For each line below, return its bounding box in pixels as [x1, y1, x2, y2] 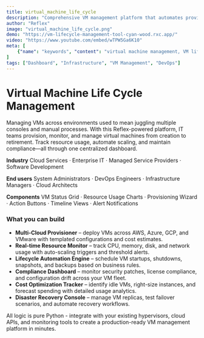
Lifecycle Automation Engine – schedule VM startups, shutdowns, [15, 255, 182, 262]
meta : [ [6, 43, 26, 49]
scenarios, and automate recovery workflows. [15, 300, 131, 308]
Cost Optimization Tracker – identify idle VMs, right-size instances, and [15, 281, 196, 288]
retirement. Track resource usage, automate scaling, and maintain [6, 138, 171, 146]
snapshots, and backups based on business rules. [15, 261, 141, 269]
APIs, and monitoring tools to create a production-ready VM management [6, 318, 190, 326]
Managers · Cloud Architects [6, 181, 78, 189]
